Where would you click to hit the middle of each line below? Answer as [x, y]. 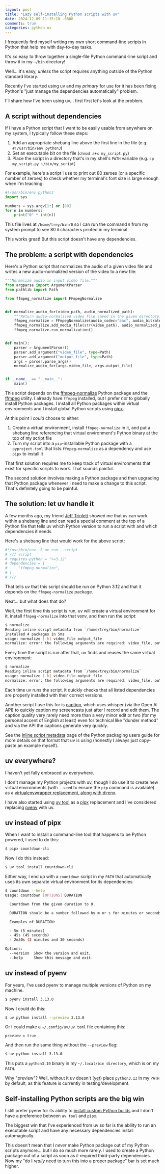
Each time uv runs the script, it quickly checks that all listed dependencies [80, 690]
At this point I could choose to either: [42, 418]
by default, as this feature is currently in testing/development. [67, 1083]
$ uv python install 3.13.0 [34, 1054]
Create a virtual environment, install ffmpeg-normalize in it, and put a [81, 428]
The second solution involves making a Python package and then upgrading [82, 478]
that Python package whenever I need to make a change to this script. [76, 483]
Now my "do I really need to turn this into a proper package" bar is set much [82, 1161]
